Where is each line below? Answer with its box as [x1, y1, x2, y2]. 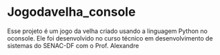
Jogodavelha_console [7, 4, 136, 20]
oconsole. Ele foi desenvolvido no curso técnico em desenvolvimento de [7, 34, 213, 42]
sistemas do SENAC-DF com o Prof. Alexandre [7, 41, 139, 49]
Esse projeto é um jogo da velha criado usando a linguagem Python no [7, 27, 208, 35]
